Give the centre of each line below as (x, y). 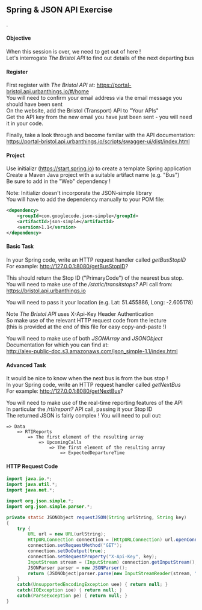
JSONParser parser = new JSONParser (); (78, 568)
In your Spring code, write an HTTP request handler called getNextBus (94, 385)
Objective (19, 38)
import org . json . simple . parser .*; (50, 507)
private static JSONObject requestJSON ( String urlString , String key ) (96, 517)
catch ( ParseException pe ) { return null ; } (72, 596)
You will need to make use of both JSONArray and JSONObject (84, 338)
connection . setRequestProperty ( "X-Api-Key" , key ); (93, 556)
